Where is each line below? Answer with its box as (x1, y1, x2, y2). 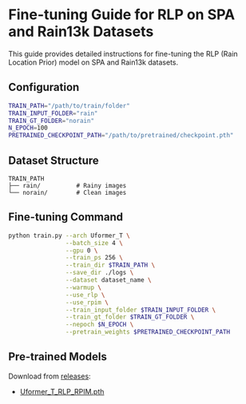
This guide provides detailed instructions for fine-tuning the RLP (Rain (8, 49, 238, 58)
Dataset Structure (8, 153, 100, 167)
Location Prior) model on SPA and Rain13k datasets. (8, 57, 179, 67)
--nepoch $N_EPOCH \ (65, 321, 134, 329)
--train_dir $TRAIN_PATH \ (65, 261, 156, 269)
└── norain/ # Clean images (8, 188, 127, 196)
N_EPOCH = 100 (8, 124, 48, 133)
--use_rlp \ (65, 291, 105, 299)
